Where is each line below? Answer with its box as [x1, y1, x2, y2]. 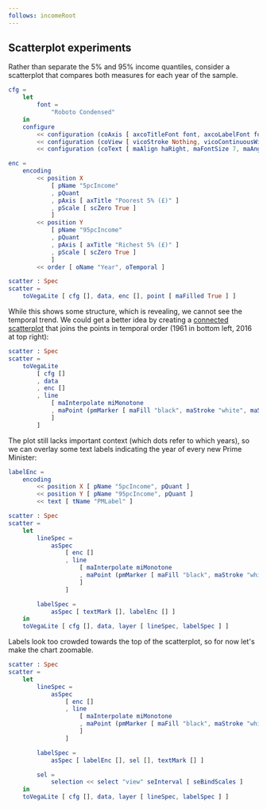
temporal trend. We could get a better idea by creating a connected [8, 315, 229, 325]
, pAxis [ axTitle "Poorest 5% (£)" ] [50, 196, 180, 204]
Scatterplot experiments [8, 41, 132, 55]
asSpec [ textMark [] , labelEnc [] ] [50, 608, 176, 616]
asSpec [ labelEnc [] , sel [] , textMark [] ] [50, 756, 204, 764]
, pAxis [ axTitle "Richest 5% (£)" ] [50, 240, 180, 249]
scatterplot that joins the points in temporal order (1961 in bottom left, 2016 [8, 324, 253, 333]
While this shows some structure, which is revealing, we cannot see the [8, 307, 242, 317]
